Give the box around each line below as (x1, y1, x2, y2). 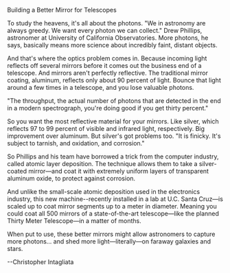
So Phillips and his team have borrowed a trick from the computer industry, (7, 152, 219, 161)
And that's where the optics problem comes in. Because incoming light (7, 54, 207, 62)
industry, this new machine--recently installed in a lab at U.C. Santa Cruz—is (7, 195, 223, 203)
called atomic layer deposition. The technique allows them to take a (7, 160, 198, 167)
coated (7, 167, 27, 175)
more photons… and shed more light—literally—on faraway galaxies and (7, 237, 211, 246)
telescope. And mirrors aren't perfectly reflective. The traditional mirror (7, 69, 208, 77)
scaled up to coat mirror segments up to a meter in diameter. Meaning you (7, 202, 218, 210)
